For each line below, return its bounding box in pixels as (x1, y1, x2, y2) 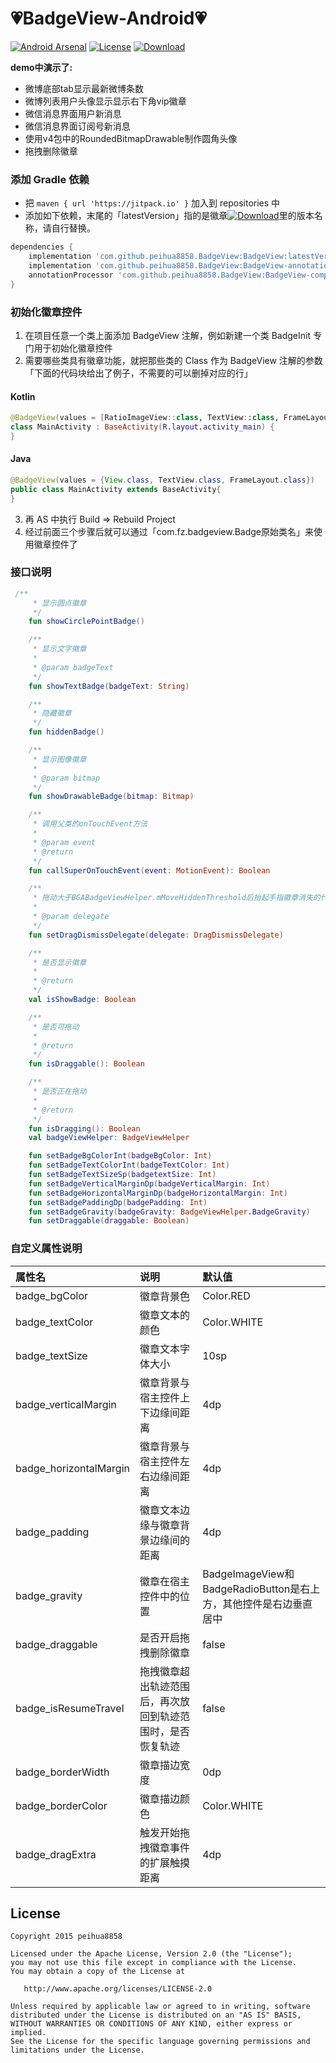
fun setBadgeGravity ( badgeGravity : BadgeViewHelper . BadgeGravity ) (28, 1207, 311, 1217)
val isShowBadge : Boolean (28, 995, 137, 1005)
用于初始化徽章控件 (33, 342, 113, 354)
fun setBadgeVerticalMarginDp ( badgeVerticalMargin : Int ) (28, 1178, 271, 1189)
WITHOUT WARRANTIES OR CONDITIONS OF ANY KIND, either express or (10, 2019, 293, 2029)
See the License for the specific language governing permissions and (10, 2037, 311, 2047)
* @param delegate (32, 912, 110, 922)
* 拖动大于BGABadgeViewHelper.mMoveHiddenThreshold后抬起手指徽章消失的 (32, 893, 321, 903)
